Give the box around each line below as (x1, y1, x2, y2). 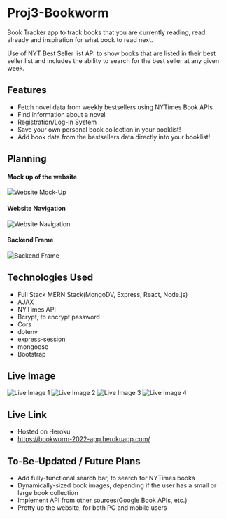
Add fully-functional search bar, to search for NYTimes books (17, 474, 195, 482)
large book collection (17, 489, 78, 497)
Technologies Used (7, 272, 93, 284)
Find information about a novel (17, 110, 106, 118)
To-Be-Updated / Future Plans (7, 455, 141, 467)
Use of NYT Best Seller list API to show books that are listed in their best (7, 49, 216, 57)
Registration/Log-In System (17, 118, 97, 126)
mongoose (17, 342, 49, 351)
